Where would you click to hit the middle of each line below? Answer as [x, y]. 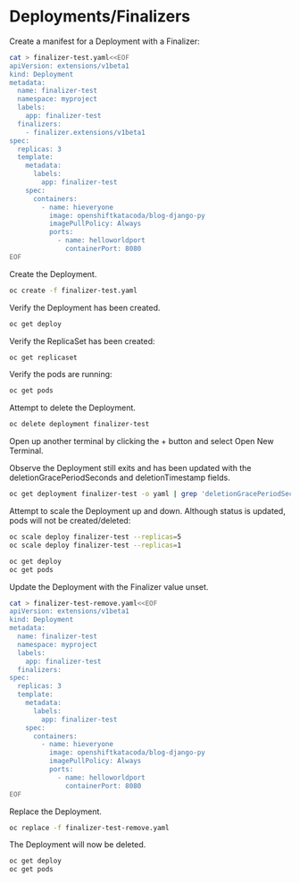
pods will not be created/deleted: [70, 521]
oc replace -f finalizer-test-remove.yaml [89, 828]
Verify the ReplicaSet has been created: [82, 341]
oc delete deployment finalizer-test [79, 425]
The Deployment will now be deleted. [78, 845]
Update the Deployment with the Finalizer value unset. [109, 586]
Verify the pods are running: [61, 374]
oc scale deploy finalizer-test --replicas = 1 [95, 545]
